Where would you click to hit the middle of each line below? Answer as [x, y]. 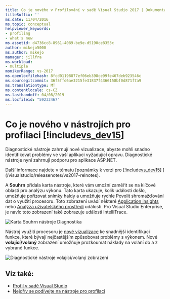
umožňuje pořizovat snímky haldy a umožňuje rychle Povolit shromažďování [84, 196]
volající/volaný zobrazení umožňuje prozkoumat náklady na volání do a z [81, 242]
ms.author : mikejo [25, 52]
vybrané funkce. [22, 248]
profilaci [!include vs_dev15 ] [65, 135]
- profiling [18, 33]
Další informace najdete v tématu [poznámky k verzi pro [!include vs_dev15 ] [83, 170]
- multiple [17, 66]
